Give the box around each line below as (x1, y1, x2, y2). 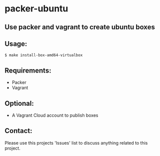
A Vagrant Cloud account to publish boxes (11, 112, 98, 118)
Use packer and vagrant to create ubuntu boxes (4, 23, 155, 31)
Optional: (4, 99, 34, 107)
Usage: (4, 39, 28, 48)
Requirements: (4, 66, 52, 75)
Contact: (4, 127, 33, 135)
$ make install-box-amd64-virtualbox (4, 53, 83, 58)
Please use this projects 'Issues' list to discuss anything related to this (4, 140, 148, 146)
